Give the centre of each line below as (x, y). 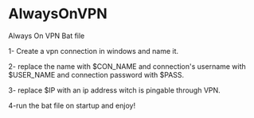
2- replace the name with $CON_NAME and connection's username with (127, 66)
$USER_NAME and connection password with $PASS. (96, 74)
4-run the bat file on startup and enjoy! (72, 105)
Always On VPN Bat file (47, 36)
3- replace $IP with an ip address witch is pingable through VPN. (114, 90)
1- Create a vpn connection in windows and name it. (94, 51)
